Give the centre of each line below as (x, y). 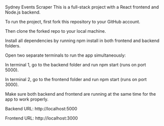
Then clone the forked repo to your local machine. (56, 31)
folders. (13, 46)
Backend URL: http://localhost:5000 (41, 109)
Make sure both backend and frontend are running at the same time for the (81, 94)
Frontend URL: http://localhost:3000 (42, 118)
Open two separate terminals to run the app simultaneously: (66, 55)
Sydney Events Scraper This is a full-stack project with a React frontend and (82, 7)
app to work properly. (27, 99)
